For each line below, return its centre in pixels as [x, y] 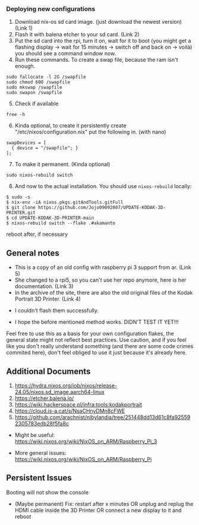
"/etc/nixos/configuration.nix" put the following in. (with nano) [90, 132]
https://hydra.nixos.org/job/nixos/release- [66, 385]
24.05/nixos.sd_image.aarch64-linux [60, 392]
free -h [16, 115]
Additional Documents [48, 371]
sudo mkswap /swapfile [34, 87]
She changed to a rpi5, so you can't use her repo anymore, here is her [100, 280]
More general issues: [40, 453]
